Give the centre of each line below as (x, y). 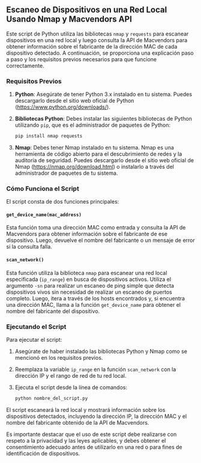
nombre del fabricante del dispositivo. (53, 311)
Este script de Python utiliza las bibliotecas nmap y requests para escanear (97, 34)
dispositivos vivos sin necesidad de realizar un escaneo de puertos (89, 292)
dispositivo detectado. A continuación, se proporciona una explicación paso (100, 53)
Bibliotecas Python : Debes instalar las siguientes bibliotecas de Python (103, 119)
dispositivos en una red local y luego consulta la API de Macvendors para (97, 40)
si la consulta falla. (29, 247)
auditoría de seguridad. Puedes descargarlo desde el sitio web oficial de (104, 160)
